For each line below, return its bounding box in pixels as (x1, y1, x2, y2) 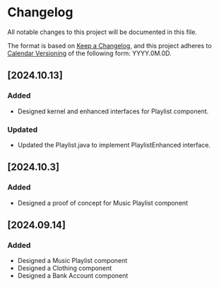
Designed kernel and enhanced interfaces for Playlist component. (17, 107, 209, 116)
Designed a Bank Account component (17, 271, 129, 280)
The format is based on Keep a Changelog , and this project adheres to (7, 41, 212, 50)
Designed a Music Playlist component (17, 257, 128, 265)
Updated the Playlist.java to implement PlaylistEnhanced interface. (17, 140, 211, 149)
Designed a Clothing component (17, 264, 112, 273)
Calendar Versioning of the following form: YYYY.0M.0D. (7, 49, 172, 57)
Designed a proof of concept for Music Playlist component (17, 198, 189, 207)
